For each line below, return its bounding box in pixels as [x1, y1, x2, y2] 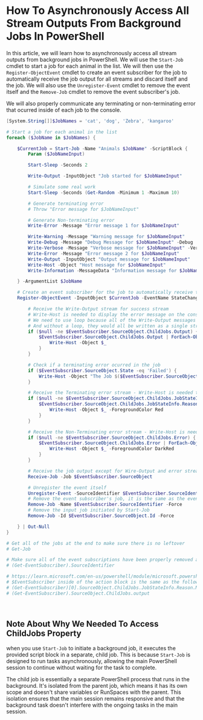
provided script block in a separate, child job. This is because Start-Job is [6, 651, 191, 658]
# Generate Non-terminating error [28, 217, 115, 223]
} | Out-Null [17, 524, 50, 530]
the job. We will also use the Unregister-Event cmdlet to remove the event [6, 81, 190, 88]
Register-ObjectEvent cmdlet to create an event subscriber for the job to [6, 68, 187, 76]
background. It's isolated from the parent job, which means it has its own [6, 682, 188, 689]
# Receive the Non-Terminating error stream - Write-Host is [28, 428, 185, 435]
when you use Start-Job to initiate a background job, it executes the [6, 644, 176, 652]
